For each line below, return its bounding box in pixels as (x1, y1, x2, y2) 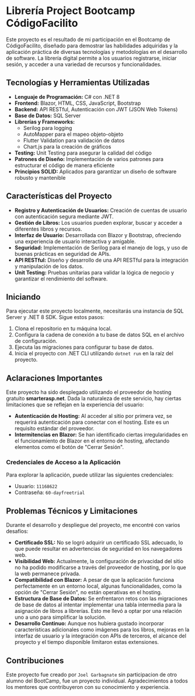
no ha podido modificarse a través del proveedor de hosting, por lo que (14, 564, 186, 571)
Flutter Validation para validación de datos (23, 136, 125, 144)
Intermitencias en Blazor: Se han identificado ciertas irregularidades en (14, 431, 188, 438)
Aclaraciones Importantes (6, 373, 103, 383)
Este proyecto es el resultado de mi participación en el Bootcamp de (6, 36, 170, 43)
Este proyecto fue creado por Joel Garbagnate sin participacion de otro (6, 671, 177, 678)
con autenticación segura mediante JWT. (14, 212, 114, 220)
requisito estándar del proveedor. (14, 425, 95, 432)
